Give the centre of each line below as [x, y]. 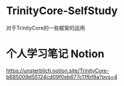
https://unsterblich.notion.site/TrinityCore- [58, 70]
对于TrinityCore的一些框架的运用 [46, 28]
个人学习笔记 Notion [55, 54]
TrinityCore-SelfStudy [62, 11]
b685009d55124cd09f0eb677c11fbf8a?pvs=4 [62, 77]
